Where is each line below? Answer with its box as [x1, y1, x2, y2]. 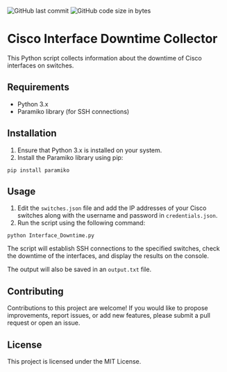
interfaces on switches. [7, 61, 74, 70]
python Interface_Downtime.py [7, 232, 95, 239]
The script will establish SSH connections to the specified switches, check [7, 244, 220, 253]
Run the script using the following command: [17, 219, 146, 227]
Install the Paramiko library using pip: [17, 153, 124, 161]
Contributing [7, 285, 64, 297]
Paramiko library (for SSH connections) [17, 107, 130, 115]
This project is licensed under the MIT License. [7, 357, 142, 365]
